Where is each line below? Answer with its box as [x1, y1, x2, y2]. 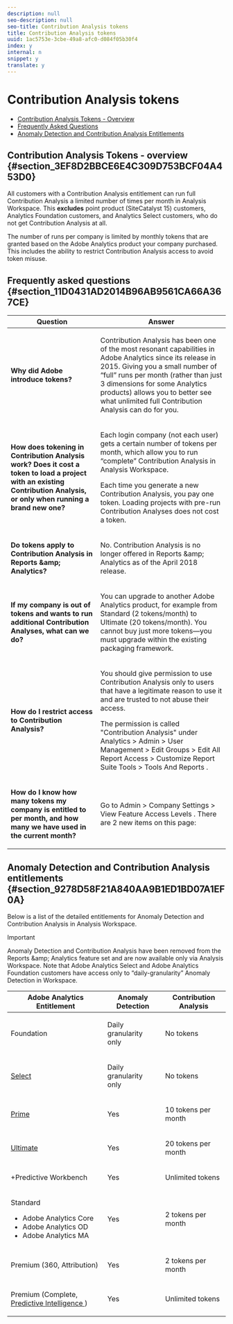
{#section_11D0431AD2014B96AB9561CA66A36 [7, 285, 222, 297]
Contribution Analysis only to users [100, 677, 214, 687]
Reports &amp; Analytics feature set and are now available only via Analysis [7, 954, 224, 962]
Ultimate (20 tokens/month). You [100, 618, 207, 627]
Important [7, 933, 35, 941]
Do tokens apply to [10, 541, 75, 550]
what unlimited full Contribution [100, 396, 202, 406]
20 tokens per [165, 1139, 212, 1148]
